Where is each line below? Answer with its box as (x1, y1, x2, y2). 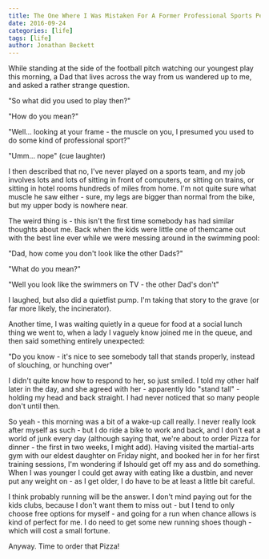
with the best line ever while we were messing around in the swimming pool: (8, 233, 260, 243)
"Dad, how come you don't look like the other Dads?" (8, 249, 183, 259)
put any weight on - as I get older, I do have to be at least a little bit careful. (8, 477, 255, 486)
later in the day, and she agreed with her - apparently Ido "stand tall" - (8, 384, 240, 394)
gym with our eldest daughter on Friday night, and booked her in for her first (8, 451, 260, 460)
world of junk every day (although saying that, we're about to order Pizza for (8, 434, 260, 444)
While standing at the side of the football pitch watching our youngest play (8, 63, 254, 73)
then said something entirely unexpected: (8, 336, 146, 346)
